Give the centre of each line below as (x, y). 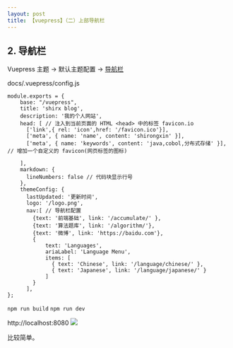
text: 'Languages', (73, 246)
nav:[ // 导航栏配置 (53, 211)
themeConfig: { (42, 190)
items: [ (58, 258)
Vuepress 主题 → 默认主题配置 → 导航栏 (66, 69)
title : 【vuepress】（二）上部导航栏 (56, 21)
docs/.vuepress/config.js (43, 83)
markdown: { (37, 170)
